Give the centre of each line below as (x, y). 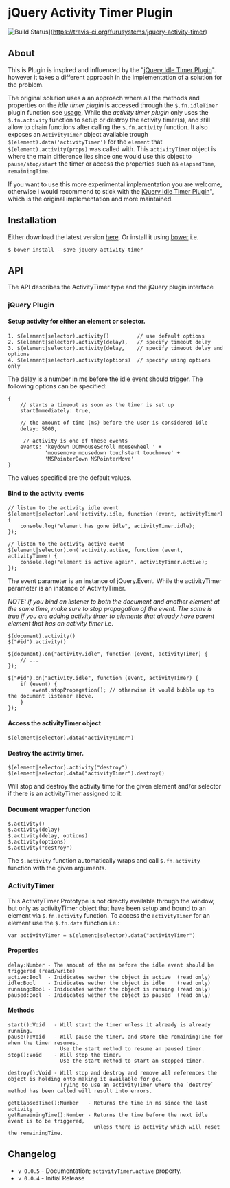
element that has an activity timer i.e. (61, 623)
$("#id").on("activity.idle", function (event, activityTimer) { (103, 678)
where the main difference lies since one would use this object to (100, 156)
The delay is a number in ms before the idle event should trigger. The (105, 379)
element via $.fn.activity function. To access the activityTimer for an (109, 915)
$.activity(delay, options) (48, 836)
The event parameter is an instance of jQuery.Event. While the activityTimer (115, 581)
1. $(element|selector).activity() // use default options (106, 336)
